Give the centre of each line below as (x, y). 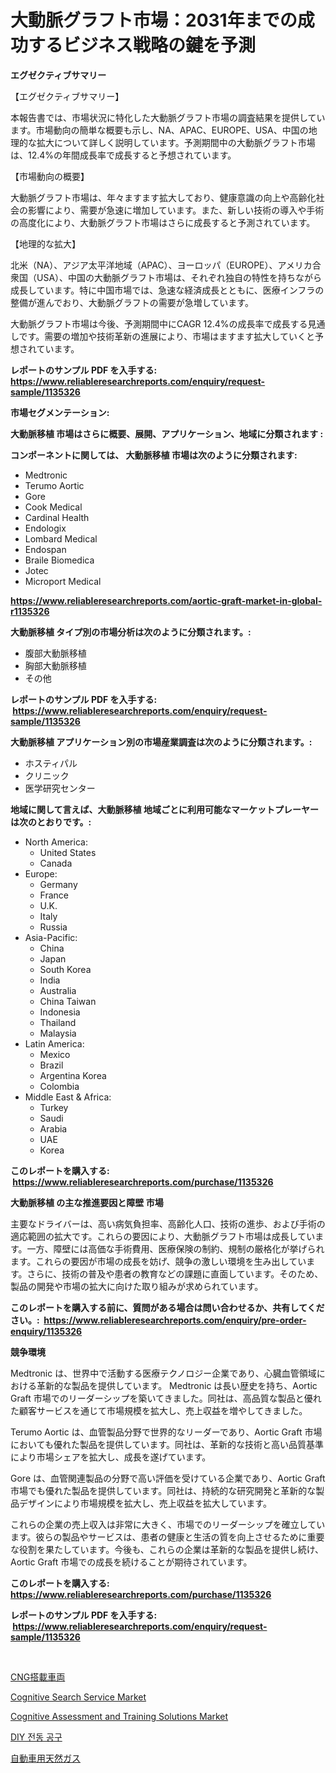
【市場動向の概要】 (50, 176)
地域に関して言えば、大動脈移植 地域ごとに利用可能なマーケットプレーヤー (164, 809)
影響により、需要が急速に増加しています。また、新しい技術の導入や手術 (176, 210)
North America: (56, 842)
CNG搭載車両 (38, 1677)
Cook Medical (53, 507)
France (54, 895)
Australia (58, 990)
